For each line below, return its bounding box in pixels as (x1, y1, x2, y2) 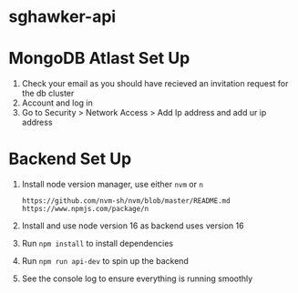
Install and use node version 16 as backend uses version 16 (21, 220, 244, 231)
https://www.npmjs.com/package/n (21, 205, 149, 214)
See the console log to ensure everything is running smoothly (21, 273, 253, 284)
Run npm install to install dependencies (21, 238, 174, 249)
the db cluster (21, 88, 75, 99)
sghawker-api (8, 6, 117, 27)
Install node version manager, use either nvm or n (21, 179, 204, 190)
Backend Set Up (8, 148, 132, 169)
